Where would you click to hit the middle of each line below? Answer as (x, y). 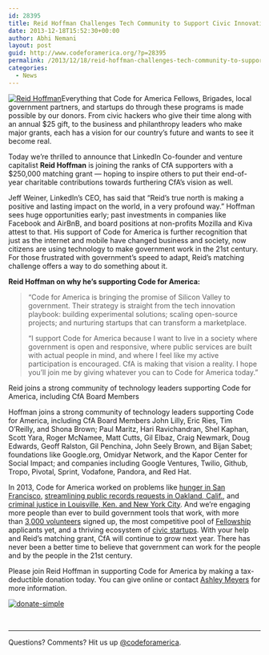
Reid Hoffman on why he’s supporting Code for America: (104, 281)
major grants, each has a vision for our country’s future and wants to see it (131, 132)
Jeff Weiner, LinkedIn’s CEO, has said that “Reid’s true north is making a (126, 197)
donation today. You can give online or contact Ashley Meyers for (153, 580)
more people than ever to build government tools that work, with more (124, 513)
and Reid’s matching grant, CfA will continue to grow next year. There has (129, 538)
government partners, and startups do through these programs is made (126, 107)
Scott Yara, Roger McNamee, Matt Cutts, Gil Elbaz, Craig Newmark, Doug (129, 437)
